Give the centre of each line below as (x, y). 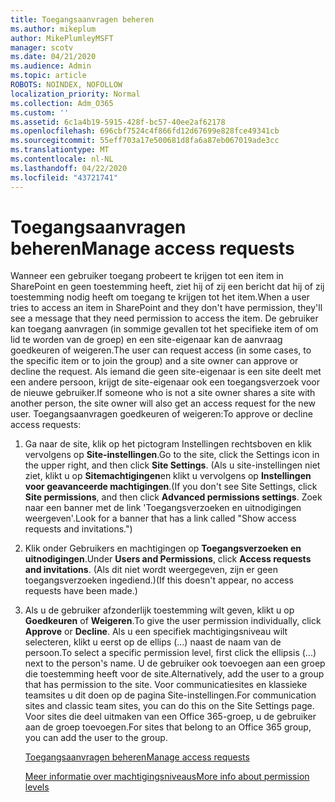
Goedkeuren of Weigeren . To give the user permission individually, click (173, 621)
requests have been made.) (81, 591)
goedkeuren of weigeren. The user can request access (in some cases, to (161, 350)
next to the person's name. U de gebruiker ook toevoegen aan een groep (175, 663)
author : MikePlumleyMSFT (62, 38)
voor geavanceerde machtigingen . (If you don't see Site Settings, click (171, 487)
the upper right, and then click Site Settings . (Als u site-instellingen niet (172, 465)
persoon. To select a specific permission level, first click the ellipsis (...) (170, 653)
